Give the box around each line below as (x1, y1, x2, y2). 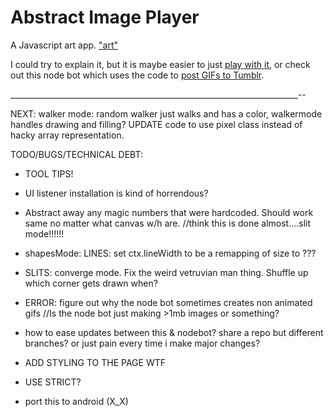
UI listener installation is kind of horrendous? (24, 187, 209, 199)
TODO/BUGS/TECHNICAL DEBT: (10, 148, 143, 160)
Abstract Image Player (10, 6, 200, 29)
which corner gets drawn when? (24, 277, 158, 289)
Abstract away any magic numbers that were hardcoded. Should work (24, 206, 314, 218)
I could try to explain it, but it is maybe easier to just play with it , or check (10, 58, 311, 70)
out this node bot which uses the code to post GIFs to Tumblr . (10, 69, 265, 81)
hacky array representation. (10, 129, 125, 141)
